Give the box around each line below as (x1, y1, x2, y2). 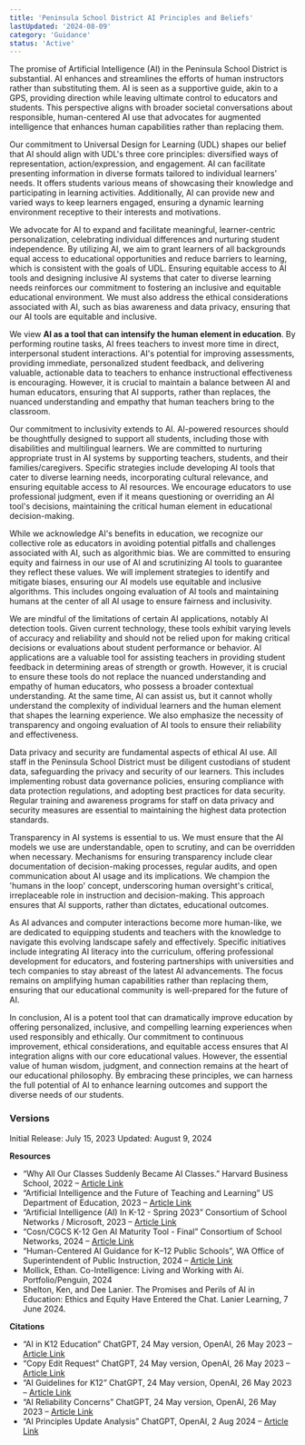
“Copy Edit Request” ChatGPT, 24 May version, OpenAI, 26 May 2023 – (22, 1358, 290, 1369)
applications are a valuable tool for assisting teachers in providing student (9, 652, 286, 663)
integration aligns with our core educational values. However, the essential (9, 1051, 288, 1061)
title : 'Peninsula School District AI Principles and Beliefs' (9, 13, 254, 23)
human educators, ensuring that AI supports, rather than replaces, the (9, 387, 271, 398)
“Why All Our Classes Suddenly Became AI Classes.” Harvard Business (22, 1168, 289, 1179)
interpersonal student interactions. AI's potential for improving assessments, (9, 348, 295, 359)
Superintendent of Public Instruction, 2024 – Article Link (22, 1255, 233, 1266)
